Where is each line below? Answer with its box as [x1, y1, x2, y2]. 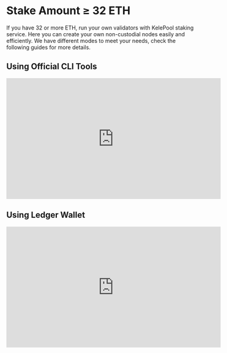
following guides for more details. [6, 44, 91, 51]
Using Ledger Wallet [6, 210, 86, 220]
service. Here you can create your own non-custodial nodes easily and [6, 30, 185, 37]
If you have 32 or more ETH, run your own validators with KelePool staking [6, 24, 194, 31]
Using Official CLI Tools [6, 61, 97, 72]
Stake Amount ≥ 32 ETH [6, 4, 130, 18]
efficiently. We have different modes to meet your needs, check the [6, 37, 176, 44]
